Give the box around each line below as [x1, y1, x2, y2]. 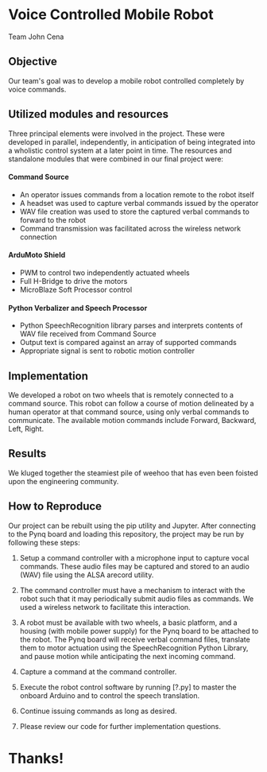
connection [19, 232, 57, 242]
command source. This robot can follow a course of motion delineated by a [8, 398, 254, 408]
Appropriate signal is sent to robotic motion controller [19, 346, 195, 355]
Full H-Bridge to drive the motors [19, 276, 128, 285]
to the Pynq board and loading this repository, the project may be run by [8, 529, 245, 538]
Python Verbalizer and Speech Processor [8, 303, 148, 312]
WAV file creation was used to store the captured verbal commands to [19, 207, 250, 216]
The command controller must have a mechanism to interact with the [19, 585, 246, 595]
